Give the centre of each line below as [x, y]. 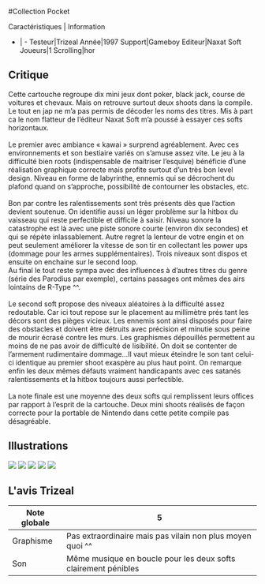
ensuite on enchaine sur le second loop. [73, 262]
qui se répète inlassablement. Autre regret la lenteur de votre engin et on [126, 237]
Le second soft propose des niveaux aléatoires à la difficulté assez [116, 304]
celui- [245, 354]
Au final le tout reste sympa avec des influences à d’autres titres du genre [128, 270]
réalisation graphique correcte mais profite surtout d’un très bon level [121, 170]
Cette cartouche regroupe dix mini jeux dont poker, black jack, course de [127, 94]
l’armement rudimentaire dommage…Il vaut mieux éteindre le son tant [121, 354]
